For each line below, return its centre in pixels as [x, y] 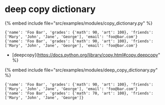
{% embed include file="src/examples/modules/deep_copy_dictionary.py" [81, 70]
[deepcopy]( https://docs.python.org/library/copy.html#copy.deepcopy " [86, 55]
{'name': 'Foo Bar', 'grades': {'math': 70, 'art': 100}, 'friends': [79, 93]
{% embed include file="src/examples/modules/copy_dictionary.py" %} [79, 23]
